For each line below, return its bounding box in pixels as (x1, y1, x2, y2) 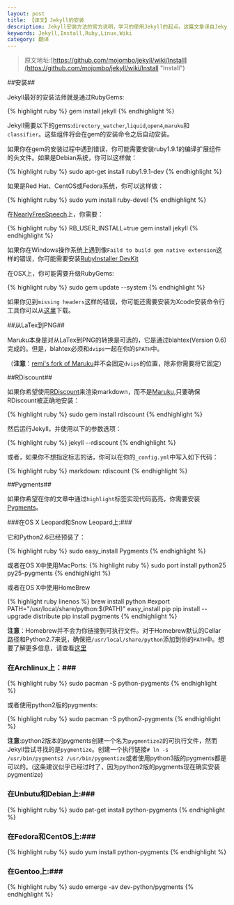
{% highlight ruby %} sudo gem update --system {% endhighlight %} (7, 283, 205, 292)
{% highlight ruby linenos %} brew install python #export (7, 597, 171, 606)
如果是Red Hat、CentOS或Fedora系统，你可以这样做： (7, 182, 164, 190)
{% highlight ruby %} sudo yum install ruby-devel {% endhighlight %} (7, 196, 207, 204)
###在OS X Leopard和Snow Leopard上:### (7, 518, 132, 526)
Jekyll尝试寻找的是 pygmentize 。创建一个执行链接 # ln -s (7, 746, 169, 754)
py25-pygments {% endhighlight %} (7, 569, 111, 578)
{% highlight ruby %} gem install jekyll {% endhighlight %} (7, 107, 175, 116)
